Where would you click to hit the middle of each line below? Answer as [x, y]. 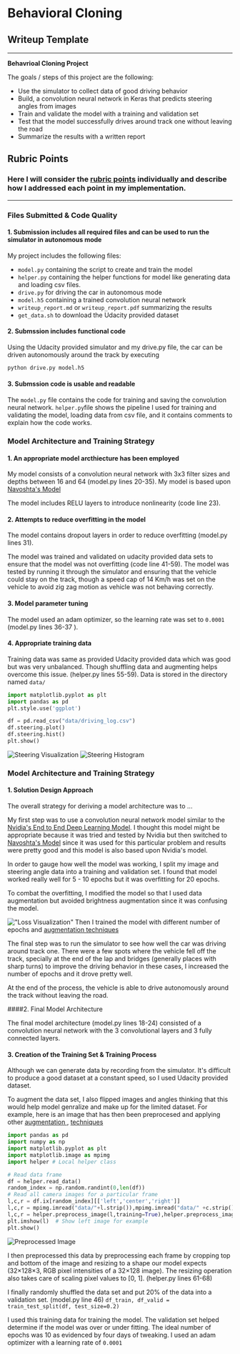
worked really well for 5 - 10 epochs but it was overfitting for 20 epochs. [114, 879]
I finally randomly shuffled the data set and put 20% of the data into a [110, 1292]
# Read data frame [35, 1175]
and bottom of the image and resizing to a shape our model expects [107, 1263]
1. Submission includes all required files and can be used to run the [108, 232]
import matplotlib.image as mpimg [59, 1155]
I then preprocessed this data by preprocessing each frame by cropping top [119, 1255]
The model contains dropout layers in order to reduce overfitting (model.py [117, 535]
